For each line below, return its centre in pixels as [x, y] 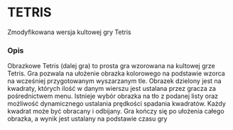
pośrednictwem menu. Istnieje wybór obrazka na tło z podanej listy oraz [113, 96]
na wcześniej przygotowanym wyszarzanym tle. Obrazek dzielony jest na [114, 81]
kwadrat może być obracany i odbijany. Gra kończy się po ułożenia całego [116, 112]
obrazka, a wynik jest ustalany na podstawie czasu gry [87, 119]
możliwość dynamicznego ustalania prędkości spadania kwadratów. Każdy [116, 104]
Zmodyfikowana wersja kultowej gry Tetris [69, 32]
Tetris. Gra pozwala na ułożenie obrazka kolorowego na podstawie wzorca [116, 74]
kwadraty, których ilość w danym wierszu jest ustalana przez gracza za [112, 89]
